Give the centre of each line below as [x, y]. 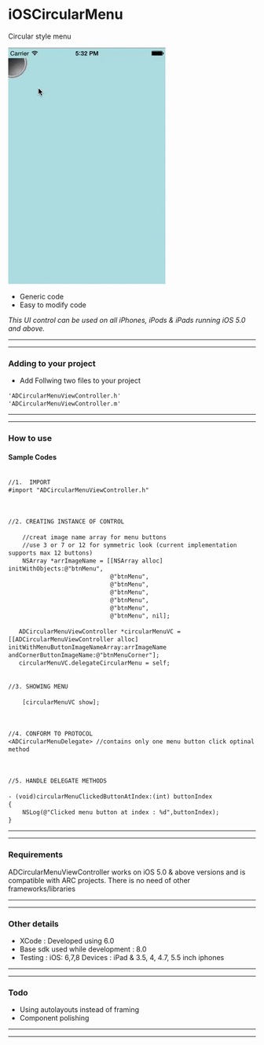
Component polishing [54, 1018]
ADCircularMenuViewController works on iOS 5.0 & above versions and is [127, 872]
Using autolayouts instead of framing [79, 1010]
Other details [33, 923]
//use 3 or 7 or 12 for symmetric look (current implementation [130, 545]
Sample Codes [33, 456]
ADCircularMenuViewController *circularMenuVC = [99, 632]
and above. [27, 328]
